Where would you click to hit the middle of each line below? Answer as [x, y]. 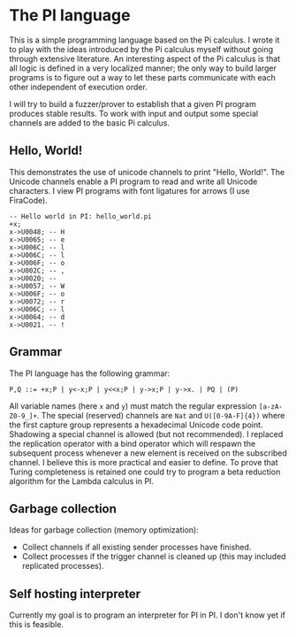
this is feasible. [37, 625]
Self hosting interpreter [75, 594]
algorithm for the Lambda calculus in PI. [82, 481]
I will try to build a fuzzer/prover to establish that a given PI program [133, 104]
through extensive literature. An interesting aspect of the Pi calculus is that [145, 58]
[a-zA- [271, 407]
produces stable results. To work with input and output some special [134, 113]
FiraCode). [29, 200]
